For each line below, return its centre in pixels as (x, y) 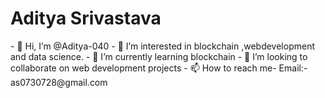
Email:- (293, 68)
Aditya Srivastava (86, 18)
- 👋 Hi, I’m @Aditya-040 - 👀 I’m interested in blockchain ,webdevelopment (163, 46)
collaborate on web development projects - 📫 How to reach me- (143, 68)
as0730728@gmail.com (59, 82)
